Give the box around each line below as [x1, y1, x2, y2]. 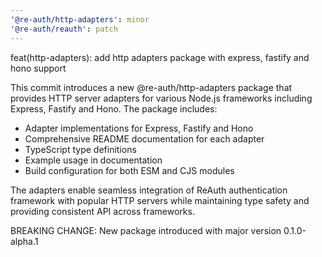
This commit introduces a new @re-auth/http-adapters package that [10, 81, 293, 93]
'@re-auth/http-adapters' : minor [10, 14, 150, 25]
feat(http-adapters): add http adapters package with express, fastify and [10, 51, 310, 63]
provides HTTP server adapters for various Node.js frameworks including [10, 92, 313, 104]
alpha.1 [10, 235, 39, 247]
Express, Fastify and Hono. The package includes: [10, 102, 218, 115]
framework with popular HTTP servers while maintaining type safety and [10, 194, 310, 206]
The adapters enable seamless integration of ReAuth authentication [10, 184, 288, 196]
